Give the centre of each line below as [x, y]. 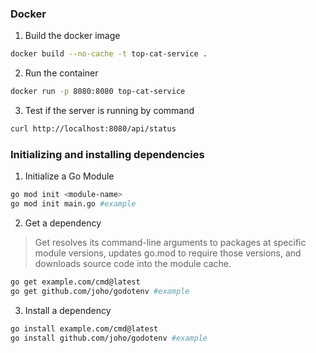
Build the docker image [72, 36]
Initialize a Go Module [69, 176]
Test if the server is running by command [109, 111]
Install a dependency [68, 310]
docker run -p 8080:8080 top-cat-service [98, 92]
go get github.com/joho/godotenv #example [100, 291]
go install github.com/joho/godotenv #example [109, 338]
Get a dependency [63, 223]
